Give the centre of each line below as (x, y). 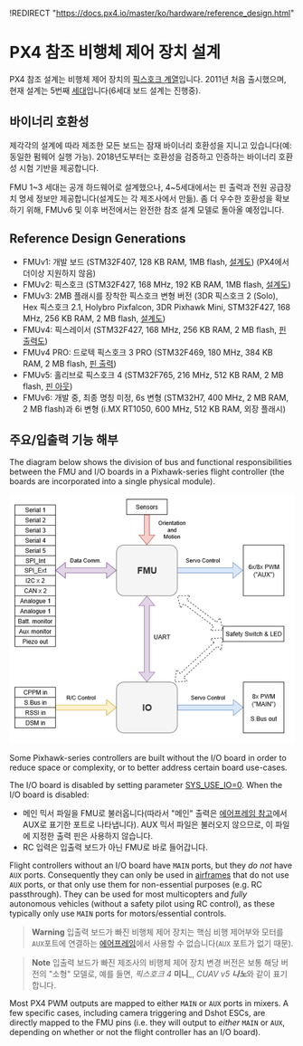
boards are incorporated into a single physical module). (112, 481)
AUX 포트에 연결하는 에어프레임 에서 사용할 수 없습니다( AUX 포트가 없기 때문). (162, 944)
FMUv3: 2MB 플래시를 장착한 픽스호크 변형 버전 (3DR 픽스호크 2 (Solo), (150, 295)
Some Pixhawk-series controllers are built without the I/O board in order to (148, 758)
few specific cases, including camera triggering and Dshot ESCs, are (137, 1013)
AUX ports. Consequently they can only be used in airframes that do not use (149, 875)
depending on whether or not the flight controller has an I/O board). (135, 1032)
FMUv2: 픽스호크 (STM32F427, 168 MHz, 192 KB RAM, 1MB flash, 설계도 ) (156, 284)
